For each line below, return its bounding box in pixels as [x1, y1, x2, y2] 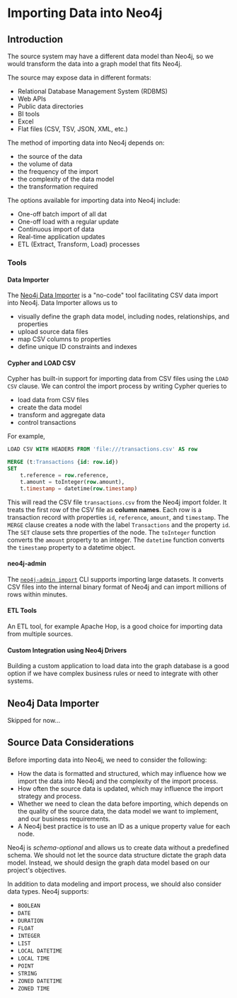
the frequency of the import [17, 167, 99, 175]
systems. [7, 677, 34, 685]
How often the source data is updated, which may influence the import [17, 784, 224, 792]
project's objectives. [7, 865, 67, 874]
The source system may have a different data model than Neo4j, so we [7, 52, 214, 60]
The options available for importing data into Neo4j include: [7, 196, 180, 204]
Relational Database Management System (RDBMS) [17, 87, 168, 95]
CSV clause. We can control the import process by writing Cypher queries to [7, 382, 227, 391]
